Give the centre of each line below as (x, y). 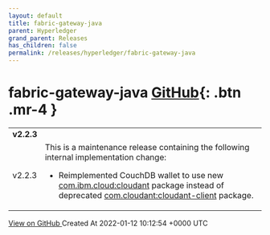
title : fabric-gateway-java (55, 23)
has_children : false (43, 46)
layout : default (35, 16)
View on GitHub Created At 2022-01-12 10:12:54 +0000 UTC (108, 223)
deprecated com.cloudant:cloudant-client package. (156, 195)
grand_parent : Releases (48, 38)
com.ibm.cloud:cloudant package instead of (141, 185)
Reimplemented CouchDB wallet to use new (141, 175)
